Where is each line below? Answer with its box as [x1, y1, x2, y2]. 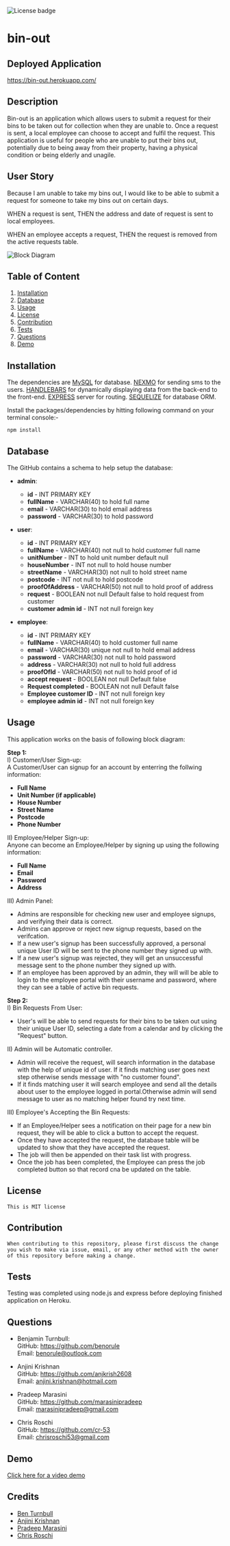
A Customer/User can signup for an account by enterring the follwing [7, 763, 203, 771]
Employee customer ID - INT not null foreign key [27, 689, 166, 698]
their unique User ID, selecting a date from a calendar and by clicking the [16, 1024, 223, 1032]
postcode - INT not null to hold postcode [27, 575, 144, 584]
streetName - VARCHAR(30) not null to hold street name [27, 568, 188, 577]
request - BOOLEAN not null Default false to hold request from [27, 590, 204, 598]
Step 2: [7, 996, 29, 1004]
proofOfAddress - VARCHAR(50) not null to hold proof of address [27, 583, 214, 591]
